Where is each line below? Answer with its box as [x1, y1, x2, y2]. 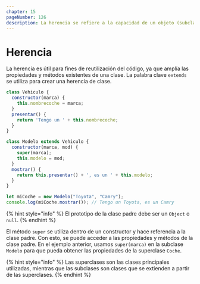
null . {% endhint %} [6, 216, 57, 223]
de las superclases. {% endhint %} [6, 271, 91, 278]
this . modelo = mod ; [17, 155, 65, 161]
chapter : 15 [6, 8, 36, 15]
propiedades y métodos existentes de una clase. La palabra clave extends [6, 71, 187, 79]
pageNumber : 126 [6, 14, 46, 20]
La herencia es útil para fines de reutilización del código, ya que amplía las [6, 65, 189, 72]
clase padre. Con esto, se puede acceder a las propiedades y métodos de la [6, 234, 193, 241]
